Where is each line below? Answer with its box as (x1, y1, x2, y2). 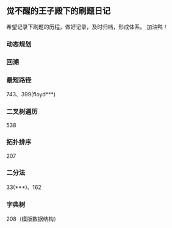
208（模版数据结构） (6, 215, 60, 223)
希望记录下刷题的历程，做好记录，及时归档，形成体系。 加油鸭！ (6, 23, 168, 30)
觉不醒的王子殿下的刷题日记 (6, 5, 111, 16)
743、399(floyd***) (6, 90, 56, 98)
